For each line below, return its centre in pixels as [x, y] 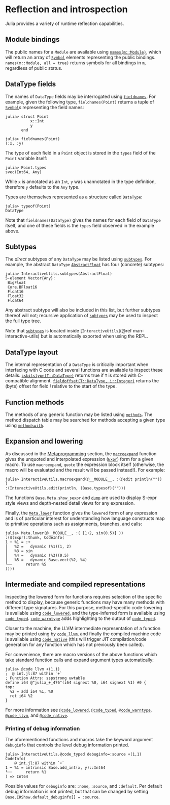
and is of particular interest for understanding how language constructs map [85, 518]
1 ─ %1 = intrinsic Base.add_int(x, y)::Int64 [55, 768]
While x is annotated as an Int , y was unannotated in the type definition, [81, 181]
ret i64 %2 [21, 696]
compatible [17, 381]
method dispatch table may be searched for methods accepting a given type [85, 420]
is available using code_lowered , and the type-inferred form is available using [85, 613]
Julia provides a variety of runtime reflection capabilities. [65, 23]
